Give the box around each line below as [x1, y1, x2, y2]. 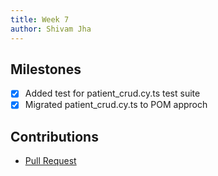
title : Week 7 [10, 14, 70, 25]
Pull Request [24, 155, 77, 167]
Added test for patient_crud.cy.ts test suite [24, 87, 201, 100]
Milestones [10, 61, 82, 78]
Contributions [10, 128, 99, 145]
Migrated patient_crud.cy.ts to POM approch [24, 99, 208, 111]
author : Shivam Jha [10, 24, 92, 34]
